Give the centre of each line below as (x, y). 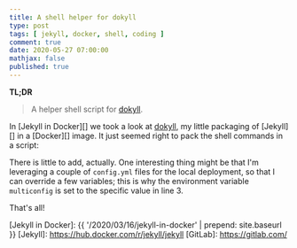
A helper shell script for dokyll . (87, 109)
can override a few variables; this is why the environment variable (129, 181)
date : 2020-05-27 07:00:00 (59, 50)
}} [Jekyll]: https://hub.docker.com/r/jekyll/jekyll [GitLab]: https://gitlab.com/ (148, 234)
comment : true (35, 42)
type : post (29, 26)
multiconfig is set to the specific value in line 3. (96, 190)
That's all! (27, 207)
